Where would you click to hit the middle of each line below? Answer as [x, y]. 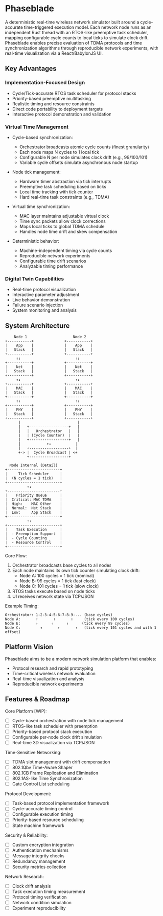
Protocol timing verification [39, 897]
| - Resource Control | [34, 543]
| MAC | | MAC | [49, 389]
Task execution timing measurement [49, 892]
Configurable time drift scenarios [53, 261]
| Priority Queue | [34, 495]
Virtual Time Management [37, 127]
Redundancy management [39, 861]
